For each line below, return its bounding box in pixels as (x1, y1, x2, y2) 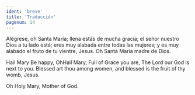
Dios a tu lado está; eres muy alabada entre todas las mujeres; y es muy (6, 41, 179, 48)
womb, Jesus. (6, 71, 40, 79)
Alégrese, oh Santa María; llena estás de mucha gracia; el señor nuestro (6, 36, 179, 43)
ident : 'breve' (6, 8, 43, 15)
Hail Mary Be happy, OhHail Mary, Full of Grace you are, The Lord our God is (6, 59, 190, 66)
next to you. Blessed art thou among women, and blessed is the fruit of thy (6, 65, 186, 72)
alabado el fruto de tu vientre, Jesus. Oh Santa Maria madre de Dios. (6, 48, 171, 55)
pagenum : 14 (6, 19, 35, 25)
